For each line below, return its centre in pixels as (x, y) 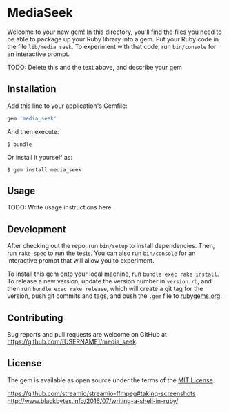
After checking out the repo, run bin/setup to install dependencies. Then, (111, 246)
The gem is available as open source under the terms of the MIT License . (111, 380)
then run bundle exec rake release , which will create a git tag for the (105, 289)
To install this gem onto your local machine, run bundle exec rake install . (113, 274)
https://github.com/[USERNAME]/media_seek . (72, 342)
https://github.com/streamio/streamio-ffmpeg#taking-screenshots (101, 393)
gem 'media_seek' (32, 118)
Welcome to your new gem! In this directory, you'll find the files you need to (114, 32)
